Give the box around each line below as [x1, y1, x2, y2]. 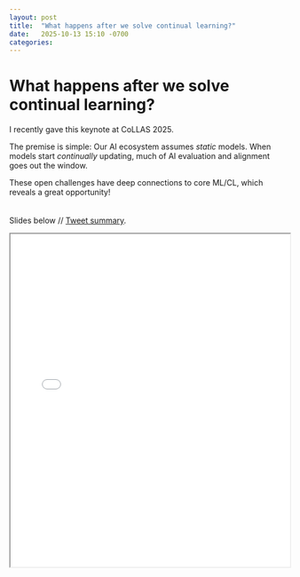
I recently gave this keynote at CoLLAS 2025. [9, 124, 175, 135]
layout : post [9, 12, 58, 22]
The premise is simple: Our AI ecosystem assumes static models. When [9, 141, 272, 152]
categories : [9, 37, 53, 47]
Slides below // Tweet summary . [9, 215, 127, 226]
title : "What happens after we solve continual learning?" [9, 21, 237, 30]
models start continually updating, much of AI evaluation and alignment [9, 151, 271, 162]
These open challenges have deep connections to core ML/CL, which [9, 178, 264, 188]
